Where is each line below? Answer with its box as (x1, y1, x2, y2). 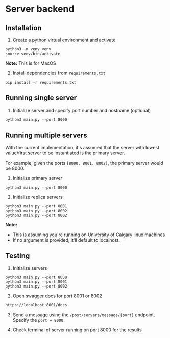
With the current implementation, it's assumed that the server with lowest (5, 144, 160, 150)
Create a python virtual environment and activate (12, 37, 116, 43)
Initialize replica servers (12, 194, 63, 200)
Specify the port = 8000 (12, 317, 64, 323)
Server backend (5, 3, 75, 15)
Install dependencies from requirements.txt (12, 70, 106, 76)
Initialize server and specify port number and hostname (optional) (12, 107, 151, 113)
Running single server (5, 94, 77, 102)
